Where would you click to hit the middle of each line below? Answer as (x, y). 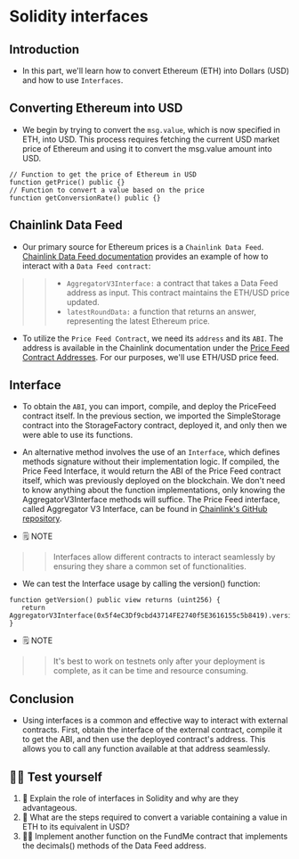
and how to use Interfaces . (73, 80)
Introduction (44, 50)
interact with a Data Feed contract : (86, 266)
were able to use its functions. (77, 435)
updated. (83, 301)
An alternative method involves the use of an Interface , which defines (151, 452)
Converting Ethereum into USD (96, 108)
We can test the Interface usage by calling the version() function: (141, 584)
